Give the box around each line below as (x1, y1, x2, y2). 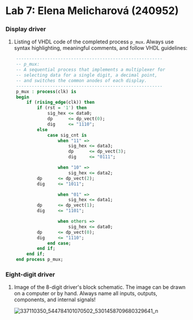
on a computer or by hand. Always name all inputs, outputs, (13, 290, 157, 297)
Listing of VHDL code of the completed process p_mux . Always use (13, 38, 174, 45)
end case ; (47, 240, 71, 246)
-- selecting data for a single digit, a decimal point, (16, 72, 158, 79)
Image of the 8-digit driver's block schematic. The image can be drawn (13, 284, 186, 291)
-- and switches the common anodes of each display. (16, 77, 147, 83)
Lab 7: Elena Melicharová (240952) (5, 4, 179, 18)
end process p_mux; (16, 257, 64, 263)
